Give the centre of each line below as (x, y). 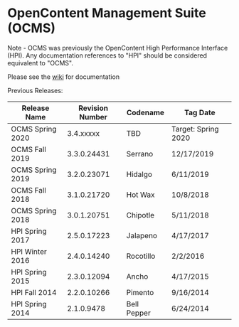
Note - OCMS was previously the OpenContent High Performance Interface (118, 48)
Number (94, 117)
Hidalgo (139, 174)
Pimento (140, 292)
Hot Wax (140, 195)
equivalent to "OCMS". (40, 63)
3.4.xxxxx (84, 133)
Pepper (138, 313)
